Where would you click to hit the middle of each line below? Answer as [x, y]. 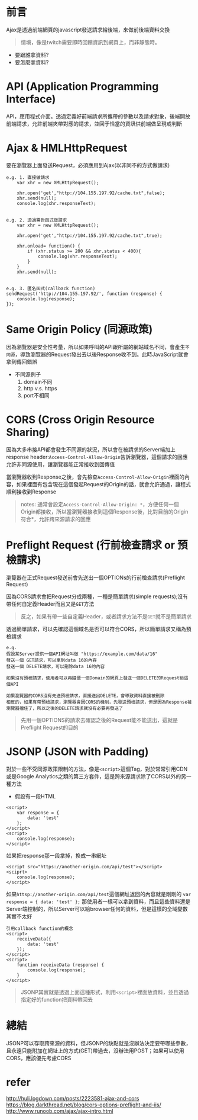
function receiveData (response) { [61, 965]
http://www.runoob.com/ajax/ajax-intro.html [60, 1111]
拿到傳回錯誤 [22, 361]
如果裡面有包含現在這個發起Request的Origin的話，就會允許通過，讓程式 [103, 484]
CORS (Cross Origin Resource [80, 420]
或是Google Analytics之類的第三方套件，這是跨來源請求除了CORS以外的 [94, 776]
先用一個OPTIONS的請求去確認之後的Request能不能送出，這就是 [99, 720]
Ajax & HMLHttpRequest [67, 148]
